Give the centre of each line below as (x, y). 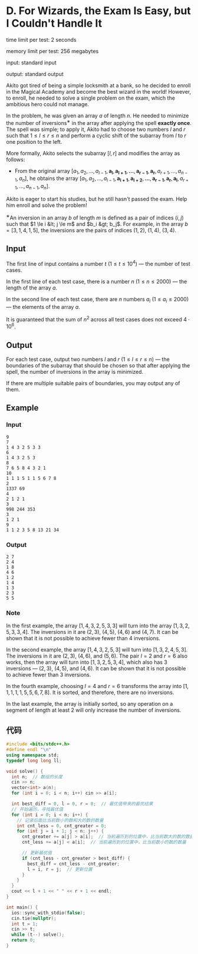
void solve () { (25, 771)
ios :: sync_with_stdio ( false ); (48, 913)
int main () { (22, 907)
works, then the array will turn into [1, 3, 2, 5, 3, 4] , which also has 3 (87, 662)
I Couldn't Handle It (54, 23)
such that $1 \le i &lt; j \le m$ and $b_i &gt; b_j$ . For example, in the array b (97, 224)
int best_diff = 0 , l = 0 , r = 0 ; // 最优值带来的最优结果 (82, 804)
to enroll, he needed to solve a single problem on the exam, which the (91, 98)
